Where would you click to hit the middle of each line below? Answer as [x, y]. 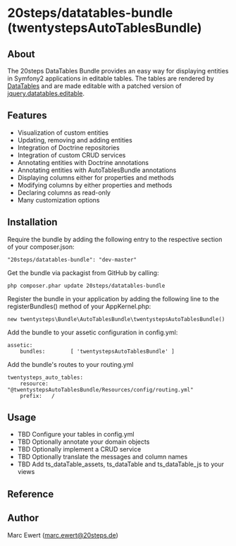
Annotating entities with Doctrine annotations [83, 162]
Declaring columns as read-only [64, 193]
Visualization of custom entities [63, 133]
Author [23, 518]
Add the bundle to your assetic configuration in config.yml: [93, 332]
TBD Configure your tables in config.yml [76, 435]
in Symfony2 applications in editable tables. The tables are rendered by [111, 78]
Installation [32, 223]
